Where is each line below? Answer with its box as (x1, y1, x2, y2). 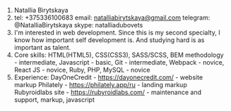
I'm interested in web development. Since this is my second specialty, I (13, 28, 220, 37)
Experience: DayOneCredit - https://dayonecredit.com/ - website (13, 73, 203, 81)
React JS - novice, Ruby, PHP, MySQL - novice (13, 66, 150, 74)
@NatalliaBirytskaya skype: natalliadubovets (13, 21, 143, 29)
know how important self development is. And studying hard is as (13, 36, 205, 44)
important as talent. (13, 44, 71, 51)
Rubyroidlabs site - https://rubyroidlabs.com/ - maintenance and (13, 88, 202, 96)
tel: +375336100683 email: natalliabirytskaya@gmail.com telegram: (13, 13, 211, 22)
